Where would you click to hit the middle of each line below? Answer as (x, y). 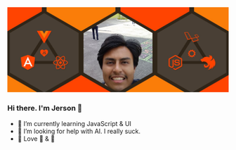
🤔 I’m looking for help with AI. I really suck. (79, 131)
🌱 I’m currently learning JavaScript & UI (74, 123)
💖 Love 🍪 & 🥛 (36, 138)
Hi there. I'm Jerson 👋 (45, 108)
